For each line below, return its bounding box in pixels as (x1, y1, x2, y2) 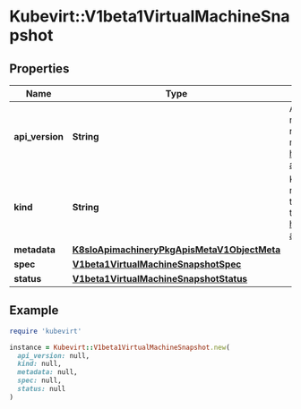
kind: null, (17, 360, 63, 369)
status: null (17, 385, 66, 394)
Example (9, 302, 59, 319)
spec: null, (17, 376, 63, 386)
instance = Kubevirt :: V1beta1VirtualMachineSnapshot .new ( (9, 343, 230, 352)
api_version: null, (17, 351, 90, 360)
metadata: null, (17, 368, 78, 377)
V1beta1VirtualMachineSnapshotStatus (72, 273, 248, 285)
